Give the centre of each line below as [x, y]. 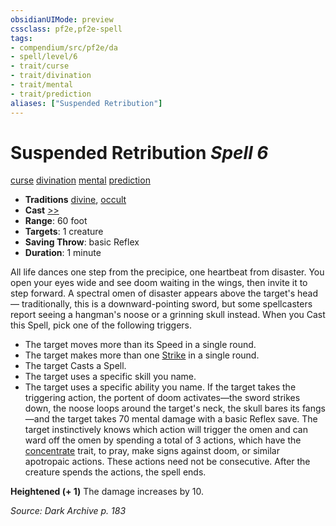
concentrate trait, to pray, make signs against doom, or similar [152, 451]
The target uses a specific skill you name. [110, 377]
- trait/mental [42, 85]
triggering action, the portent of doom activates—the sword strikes [162, 398]
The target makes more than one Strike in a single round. [142, 355]
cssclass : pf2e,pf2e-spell [66, 29]
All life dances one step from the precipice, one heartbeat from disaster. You [167, 272]
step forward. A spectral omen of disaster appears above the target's [153, 293]
